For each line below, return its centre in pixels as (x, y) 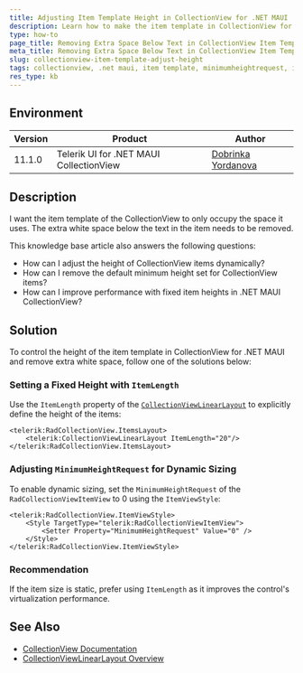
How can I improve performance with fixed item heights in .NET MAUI (151, 292)
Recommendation (49, 569)
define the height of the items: (65, 414)
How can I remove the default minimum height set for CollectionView (150, 273)
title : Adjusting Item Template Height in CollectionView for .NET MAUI (149, 18)
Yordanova (234, 165)
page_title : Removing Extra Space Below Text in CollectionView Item (143, 43)
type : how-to (34, 34)
